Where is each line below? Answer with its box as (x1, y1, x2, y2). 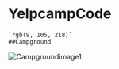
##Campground (8, 37, 52, 46)
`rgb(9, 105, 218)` (8, 31, 73, 39)
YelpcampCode (8, 5, 112, 23)
